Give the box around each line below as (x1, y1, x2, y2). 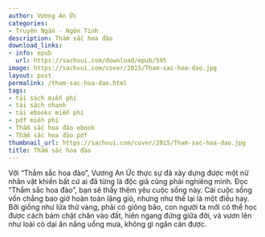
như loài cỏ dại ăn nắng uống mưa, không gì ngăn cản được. (8, 219, 207, 229)
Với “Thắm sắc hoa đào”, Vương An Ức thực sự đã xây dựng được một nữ (8, 168, 249, 178)
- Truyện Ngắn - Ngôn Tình (8, 27, 99, 35)
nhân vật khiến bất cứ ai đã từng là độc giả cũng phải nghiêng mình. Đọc (8, 177, 249, 186)
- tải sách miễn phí (8, 94, 78, 102)
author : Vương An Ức (8, 11, 78, 20)
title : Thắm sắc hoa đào (8, 146, 92, 154)
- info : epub (8, 49, 52, 57)
